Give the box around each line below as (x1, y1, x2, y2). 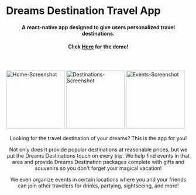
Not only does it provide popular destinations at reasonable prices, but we (9, 146, 188, 153)
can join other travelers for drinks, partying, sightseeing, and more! (17, 182, 180, 189)
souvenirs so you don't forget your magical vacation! (35, 165, 162, 172)
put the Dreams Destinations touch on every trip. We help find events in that (6, 152, 190, 159)
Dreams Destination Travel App (6, 4, 161, 18)
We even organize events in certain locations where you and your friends (10, 176, 187, 183)
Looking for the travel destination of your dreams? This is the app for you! (9, 134, 187, 141)
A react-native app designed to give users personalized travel (21, 23, 176, 30)
